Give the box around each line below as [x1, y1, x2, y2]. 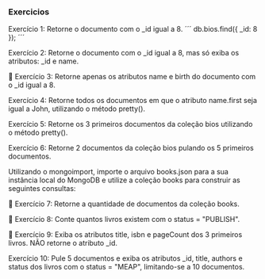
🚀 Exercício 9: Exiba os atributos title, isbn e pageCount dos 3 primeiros [8, 230, 243, 239]
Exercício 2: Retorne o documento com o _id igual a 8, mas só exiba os [8, 48, 240, 58]
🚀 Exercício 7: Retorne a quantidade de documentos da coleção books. [8, 199, 240, 208]
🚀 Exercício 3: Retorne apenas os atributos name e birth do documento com [8, 72, 256, 82]
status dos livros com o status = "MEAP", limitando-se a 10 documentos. [8, 262, 245, 272]
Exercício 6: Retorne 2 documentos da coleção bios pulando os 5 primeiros [8, 143, 254, 153]
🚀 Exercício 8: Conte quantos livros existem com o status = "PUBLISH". [8, 215, 240, 224]
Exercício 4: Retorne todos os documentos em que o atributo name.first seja [8, 96, 258, 105]
